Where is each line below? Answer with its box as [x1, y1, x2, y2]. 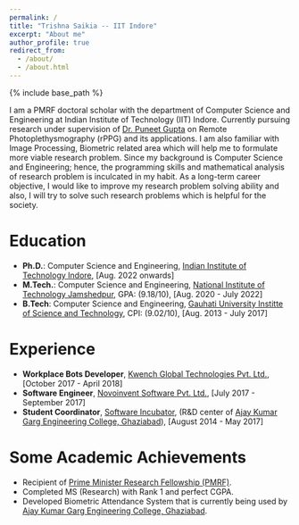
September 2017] [21, 396, 87, 407]
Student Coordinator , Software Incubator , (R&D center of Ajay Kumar [21, 406, 278, 417]
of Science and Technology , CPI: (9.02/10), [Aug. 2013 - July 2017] [21, 307, 268, 318]
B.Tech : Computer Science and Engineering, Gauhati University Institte [21, 298, 284, 309]
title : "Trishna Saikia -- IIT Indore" [9, 21, 158, 30]
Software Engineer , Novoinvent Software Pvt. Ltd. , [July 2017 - [21, 387, 256, 398]
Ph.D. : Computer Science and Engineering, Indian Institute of [21, 260, 247, 271]
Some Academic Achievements [9, 447, 247, 467]
